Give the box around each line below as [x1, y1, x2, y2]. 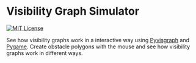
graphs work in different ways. [6, 49, 84, 56]
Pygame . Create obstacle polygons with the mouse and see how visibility [6, 43, 191, 50]
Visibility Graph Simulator [6, 4, 139, 18]
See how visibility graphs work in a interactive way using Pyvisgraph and [6, 36, 190, 43]
